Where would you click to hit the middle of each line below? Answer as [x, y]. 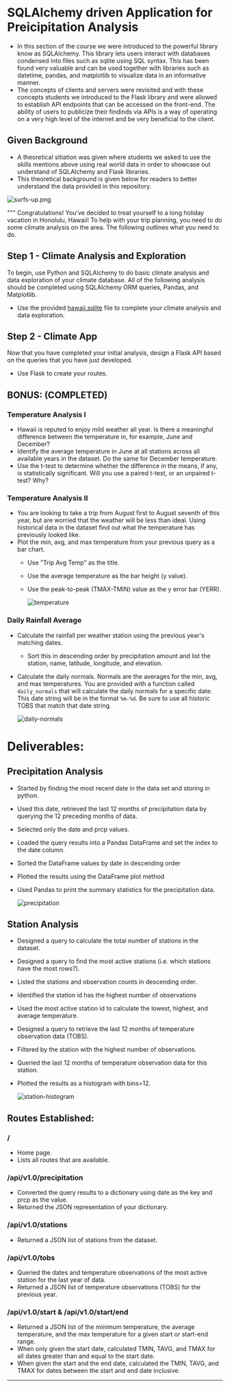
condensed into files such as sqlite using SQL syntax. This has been [113, 60]
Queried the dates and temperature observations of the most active [112, 1273]
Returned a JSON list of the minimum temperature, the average [106, 1327]
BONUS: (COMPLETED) [57, 395]
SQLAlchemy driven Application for [110, 13]
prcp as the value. [42, 1200]
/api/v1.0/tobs [31, 1257]
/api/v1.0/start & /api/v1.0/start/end [68, 1312]
